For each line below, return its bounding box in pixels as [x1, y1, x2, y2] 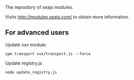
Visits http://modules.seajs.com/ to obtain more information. [5, 14, 129, 19]
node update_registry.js [5, 69, 57, 74]
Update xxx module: [5, 41, 47, 47]
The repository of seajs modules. [5, 4, 74, 10]
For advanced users [5, 28, 69, 37]
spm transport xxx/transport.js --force [5, 51, 91, 56]
